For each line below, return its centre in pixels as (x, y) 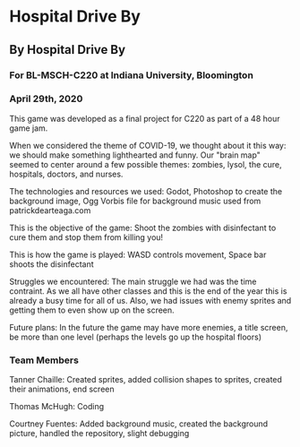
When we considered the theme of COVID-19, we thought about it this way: (148, 145)
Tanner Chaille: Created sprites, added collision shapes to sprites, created (146, 380)
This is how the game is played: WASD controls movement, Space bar (138, 254)
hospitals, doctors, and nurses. (66, 174)
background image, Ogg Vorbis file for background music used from (135, 201)
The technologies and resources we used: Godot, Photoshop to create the (146, 191)
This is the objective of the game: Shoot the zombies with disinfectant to (143, 228)
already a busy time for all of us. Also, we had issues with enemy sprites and (150, 300)
